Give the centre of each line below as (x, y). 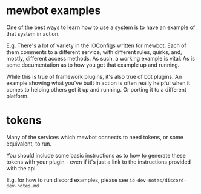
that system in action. (33, 33)
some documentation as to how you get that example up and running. (93, 65)
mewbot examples (54, 11)
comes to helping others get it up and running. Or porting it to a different (96, 89)
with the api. (22, 168)
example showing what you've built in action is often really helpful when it (98, 83)
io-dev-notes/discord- (158, 180)
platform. (18, 96)
